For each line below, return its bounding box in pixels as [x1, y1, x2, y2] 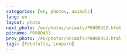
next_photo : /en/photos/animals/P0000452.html [6, 24, 122, 31]
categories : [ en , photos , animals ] [6, 8, 93, 15]
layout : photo [6, 19, 41, 25]
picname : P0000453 [6, 30, 51, 36]
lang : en [6, 14, 28, 20]
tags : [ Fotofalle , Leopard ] [6, 41, 75, 47]
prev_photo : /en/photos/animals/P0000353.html [6, 36, 122, 41]
